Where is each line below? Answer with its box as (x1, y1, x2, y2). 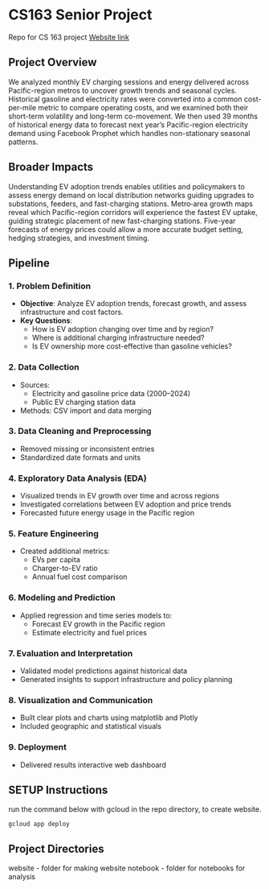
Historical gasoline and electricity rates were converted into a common (8, 94, 243, 104)
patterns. (8, 137, 39, 147)
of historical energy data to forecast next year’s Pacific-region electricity (8, 119, 249, 130)
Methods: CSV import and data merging (19, 405, 153, 416)
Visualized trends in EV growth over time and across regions (19, 491, 220, 501)
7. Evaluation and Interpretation (8, 647, 133, 659)
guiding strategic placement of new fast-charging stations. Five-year (8, 216, 236, 225)
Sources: (19, 380, 51, 390)
